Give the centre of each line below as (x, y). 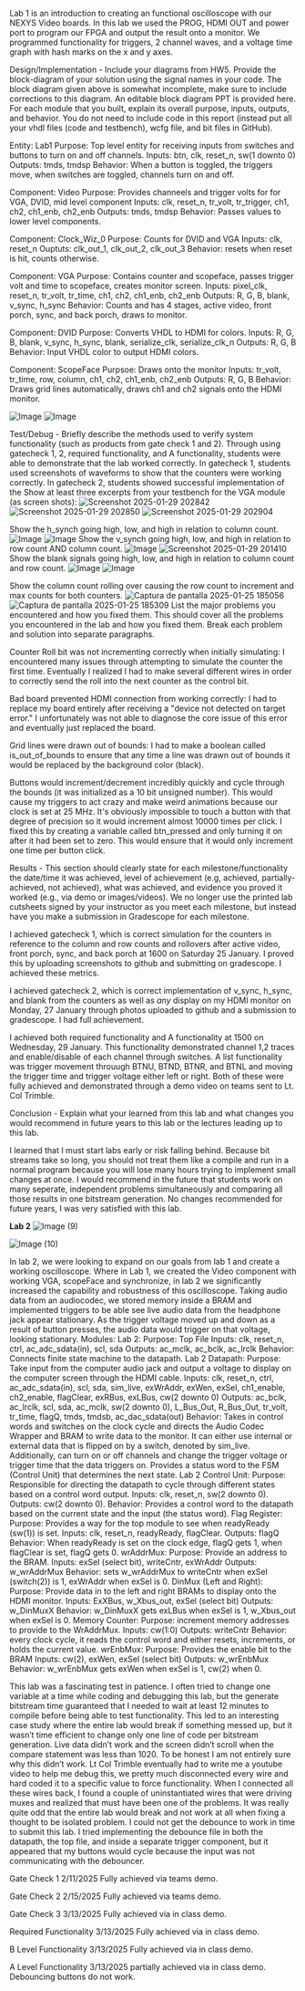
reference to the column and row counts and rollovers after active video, (145, 944)
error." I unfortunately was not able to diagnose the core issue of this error (149, 718)
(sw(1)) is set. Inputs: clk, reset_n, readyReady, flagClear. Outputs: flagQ (144, 1533)
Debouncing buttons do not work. (72, 1976)
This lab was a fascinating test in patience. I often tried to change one (140, 1686)
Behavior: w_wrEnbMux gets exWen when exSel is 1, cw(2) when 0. (136, 1668)
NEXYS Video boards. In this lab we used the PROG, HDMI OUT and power (149, 23)
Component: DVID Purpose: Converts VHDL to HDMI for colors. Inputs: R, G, (152, 333)
